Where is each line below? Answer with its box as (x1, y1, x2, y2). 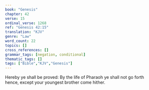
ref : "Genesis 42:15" (5, 25, 49, 30)
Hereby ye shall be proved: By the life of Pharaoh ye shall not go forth (5, 75, 144, 80)
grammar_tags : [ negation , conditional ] (5, 52, 86, 57)
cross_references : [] (5, 47, 49, 52)
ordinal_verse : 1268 (5, 20, 47, 26)
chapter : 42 (5, 12, 29, 16)
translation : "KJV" (5, 30, 45, 34)
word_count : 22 (5, 39, 36, 44)
